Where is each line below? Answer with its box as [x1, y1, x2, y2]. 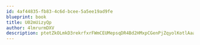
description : [6, 30, 39, 36]
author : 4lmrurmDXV [6, 25, 55, 31]
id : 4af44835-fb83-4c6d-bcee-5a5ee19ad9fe [6, 8, 113, 15]
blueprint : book [6, 14, 46, 20]
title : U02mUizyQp [6, 19, 52, 25]
